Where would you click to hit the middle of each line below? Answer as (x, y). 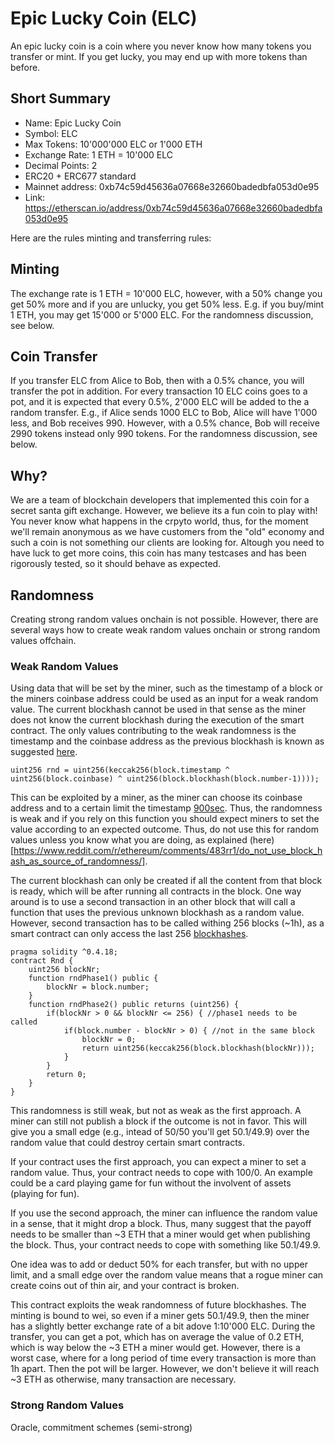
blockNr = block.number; (98, 987)
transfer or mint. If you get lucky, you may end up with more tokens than (159, 56)
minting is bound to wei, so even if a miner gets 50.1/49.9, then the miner (160, 1316)
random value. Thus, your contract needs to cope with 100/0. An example (161, 1173)
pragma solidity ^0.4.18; (64, 952)
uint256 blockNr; (64, 970)
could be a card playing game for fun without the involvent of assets (151, 1183)
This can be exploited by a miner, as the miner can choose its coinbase (156, 798)
